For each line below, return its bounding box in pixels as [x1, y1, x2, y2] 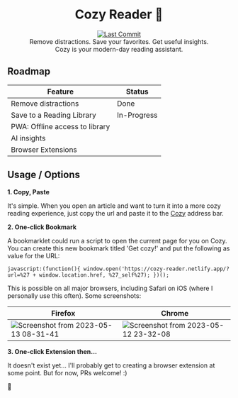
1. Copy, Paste [7, 187, 50, 196]
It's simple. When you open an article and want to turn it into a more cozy [7, 201, 221, 210]
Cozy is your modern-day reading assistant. [55, 45, 183, 53]
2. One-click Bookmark [7, 223, 76, 231]
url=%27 [7, 271, 30, 279]
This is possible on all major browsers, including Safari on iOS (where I [7, 284, 213, 292]
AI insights [11, 133, 46, 143]
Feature [47, 87, 74, 96]
